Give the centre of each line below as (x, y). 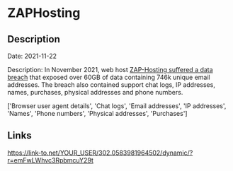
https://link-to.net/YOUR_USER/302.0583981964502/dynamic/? (100, 153)
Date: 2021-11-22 (32, 56)
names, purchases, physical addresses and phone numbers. (95, 92)
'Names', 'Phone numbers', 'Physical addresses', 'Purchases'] (97, 113)
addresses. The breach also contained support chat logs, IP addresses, (112, 85)
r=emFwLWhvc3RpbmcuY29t (51, 160)
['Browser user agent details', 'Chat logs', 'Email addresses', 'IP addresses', (117, 106)
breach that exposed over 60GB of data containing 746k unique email (109, 77)
